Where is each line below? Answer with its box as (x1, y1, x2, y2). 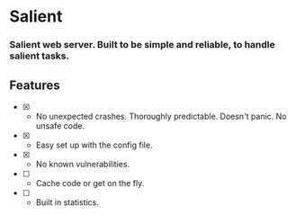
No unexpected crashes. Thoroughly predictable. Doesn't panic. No (35, 111, 287, 121)
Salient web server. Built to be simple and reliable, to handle (9, 39, 276, 51)
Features (9, 77, 60, 93)
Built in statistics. (35, 196, 99, 208)
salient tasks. (9, 49, 70, 62)
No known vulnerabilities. (35, 158, 130, 169)
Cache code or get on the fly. (35, 177, 145, 188)
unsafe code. (35, 120, 85, 131)
